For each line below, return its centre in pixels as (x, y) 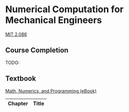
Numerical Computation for (64, 9)
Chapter (18, 103)
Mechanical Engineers (54, 20)
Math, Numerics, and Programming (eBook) (51, 91)
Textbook (21, 79)
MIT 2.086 (16, 34)
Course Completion (37, 50)
